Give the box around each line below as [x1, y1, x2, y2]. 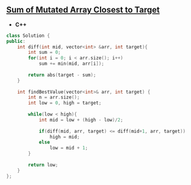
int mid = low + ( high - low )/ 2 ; [38, 117, 123, 123]
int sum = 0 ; [28, 50, 61, 56]
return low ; [28, 161, 59, 168]
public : [6, 38, 26, 44]
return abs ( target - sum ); [28, 72, 96, 78]
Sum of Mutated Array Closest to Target [6, 5, 160, 15]
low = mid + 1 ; [49, 145, 88, 151]
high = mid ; [49, 134, 80, 140]
